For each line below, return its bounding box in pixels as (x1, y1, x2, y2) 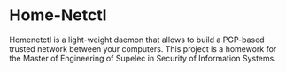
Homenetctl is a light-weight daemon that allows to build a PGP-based (9, 34, 265, 45)
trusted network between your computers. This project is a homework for (9, 43, 277, 54)
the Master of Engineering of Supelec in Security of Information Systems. (9, 53, 276, 63)
